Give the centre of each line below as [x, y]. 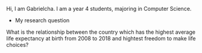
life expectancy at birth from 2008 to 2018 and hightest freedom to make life [101, 38]
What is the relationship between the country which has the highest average [101, 32]
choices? [17, 45]
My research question [42, 20]
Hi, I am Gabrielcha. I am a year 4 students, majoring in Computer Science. [99, 9]
